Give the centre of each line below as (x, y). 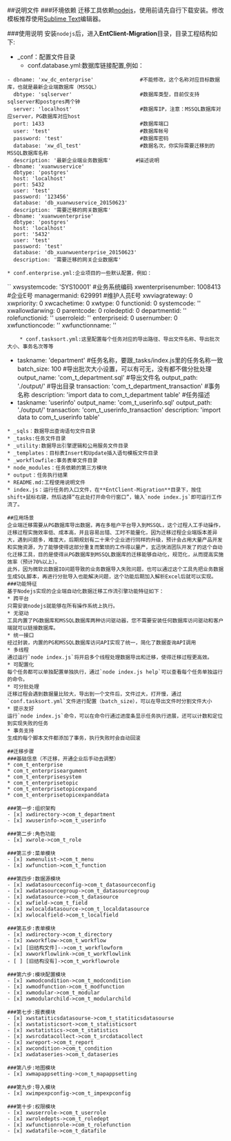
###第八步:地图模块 (31, 1068)
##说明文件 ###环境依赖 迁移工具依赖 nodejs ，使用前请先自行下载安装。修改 (115, 10)
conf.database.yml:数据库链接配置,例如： (86, 65)
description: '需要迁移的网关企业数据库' (68, 260)
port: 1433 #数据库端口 (91, 124)
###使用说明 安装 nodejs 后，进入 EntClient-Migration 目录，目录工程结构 (109, 33)
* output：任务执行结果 (38, 475)
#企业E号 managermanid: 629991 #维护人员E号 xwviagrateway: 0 (100, 295)
